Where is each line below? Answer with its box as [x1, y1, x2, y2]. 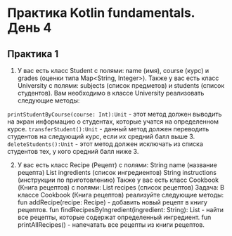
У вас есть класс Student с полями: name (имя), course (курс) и [17, 67, 210, 74]
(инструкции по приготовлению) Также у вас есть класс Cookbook [17, 176, 219, 184]
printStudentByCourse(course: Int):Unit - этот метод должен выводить [7, 110, 222, 118]
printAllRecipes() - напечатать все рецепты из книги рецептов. [17, 221, 205, 229]
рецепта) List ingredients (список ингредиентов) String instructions [17, 169, 217, 176]
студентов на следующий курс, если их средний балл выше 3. [7, 132, 195, 140]
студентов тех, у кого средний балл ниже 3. [7, 147, 139, 155]
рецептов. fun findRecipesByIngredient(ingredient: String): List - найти [17, 206, 224, 214]
